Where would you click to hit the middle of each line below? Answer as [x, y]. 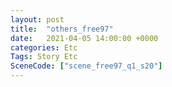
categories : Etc [44, 47]
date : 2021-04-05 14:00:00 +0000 [84, 38]
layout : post [37, 19]
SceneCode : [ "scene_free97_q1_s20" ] [86, 66]
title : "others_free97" [62, 29]
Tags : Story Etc [44, 57]
